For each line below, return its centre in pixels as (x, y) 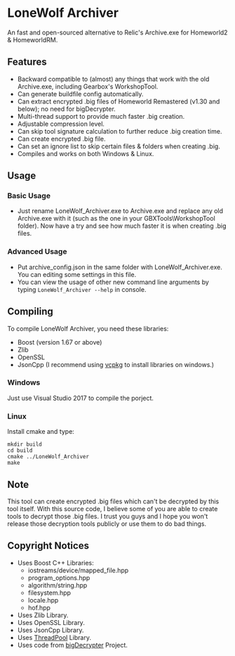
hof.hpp (39, 607)
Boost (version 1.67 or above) (60, 342)
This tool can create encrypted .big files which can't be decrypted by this (113, 501)
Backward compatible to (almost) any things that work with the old (113, 79)
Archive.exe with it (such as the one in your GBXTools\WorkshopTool (116, 219)
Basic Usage (29, 196)
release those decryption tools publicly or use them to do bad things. (107, 523)
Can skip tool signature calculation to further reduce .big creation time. (120, 131)
